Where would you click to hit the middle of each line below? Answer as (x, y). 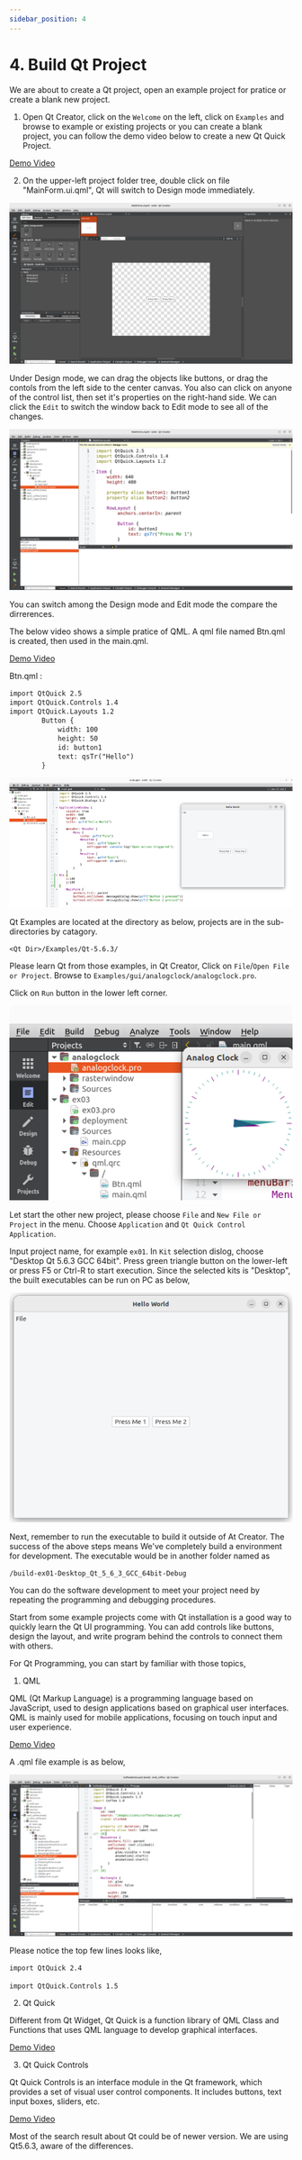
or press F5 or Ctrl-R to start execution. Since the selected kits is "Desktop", (150, 1270)
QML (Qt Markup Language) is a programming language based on (131, 1699)
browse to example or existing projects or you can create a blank (142, 126)
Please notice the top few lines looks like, (86, 1950)
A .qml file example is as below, (67, 1762)
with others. (31, 1646)
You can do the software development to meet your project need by (135, 1591)
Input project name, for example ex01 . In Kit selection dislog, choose (137, 1251)
